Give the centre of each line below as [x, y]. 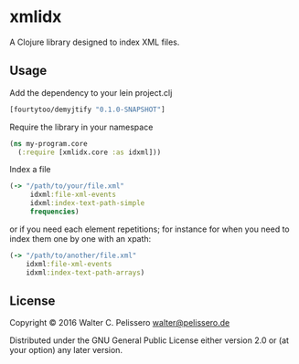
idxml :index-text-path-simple [87, 203]
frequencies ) [54, 212]
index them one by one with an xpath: [80, 238]
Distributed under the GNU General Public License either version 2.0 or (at [149, 340]
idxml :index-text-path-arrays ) [85, 272]
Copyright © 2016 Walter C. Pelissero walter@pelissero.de [120, 323]
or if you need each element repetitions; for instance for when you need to [149, 229]
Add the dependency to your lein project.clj [91, 92]
